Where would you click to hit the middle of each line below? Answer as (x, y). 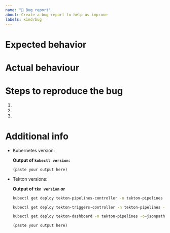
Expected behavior (46, 44)
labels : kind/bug (24, 19)
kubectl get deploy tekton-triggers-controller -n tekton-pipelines (87, 207)
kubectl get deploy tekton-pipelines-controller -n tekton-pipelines (88, 198)
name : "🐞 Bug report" (28, 10)
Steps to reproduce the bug (64, 91)
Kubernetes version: (34, 150)
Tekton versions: (30, 179)
